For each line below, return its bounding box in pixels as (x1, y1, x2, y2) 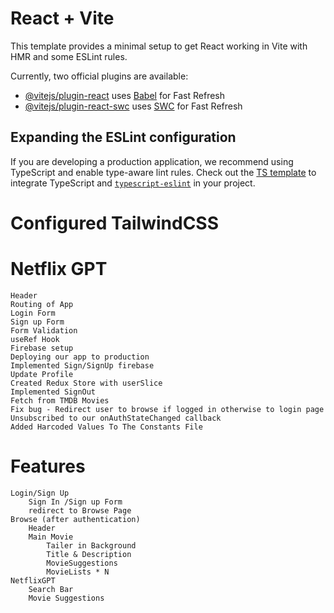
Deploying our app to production (10, 352, 150, 362)
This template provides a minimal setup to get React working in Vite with (10, 40, 308, 52)
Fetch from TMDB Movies (10, 395, 110, 406)
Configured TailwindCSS (10, 212, 220, 234)
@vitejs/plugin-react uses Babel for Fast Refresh (24, 89, 226, 101)
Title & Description (46, 549, 132, 559)
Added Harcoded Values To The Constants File (10, 422, 203, 432)
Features (10, 455, 86, 478)
